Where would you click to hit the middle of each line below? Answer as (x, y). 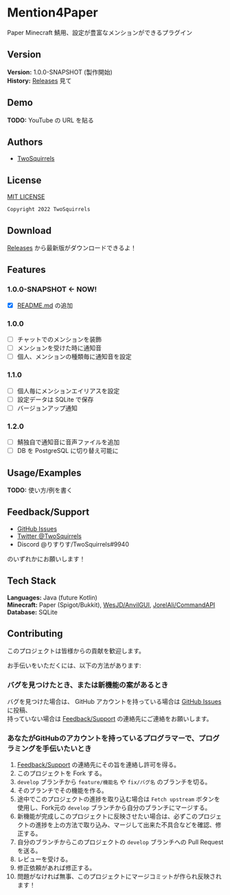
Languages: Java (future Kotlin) (52, 597)
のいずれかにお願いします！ (46, 559)
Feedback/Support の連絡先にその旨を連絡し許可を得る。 (99, 764)
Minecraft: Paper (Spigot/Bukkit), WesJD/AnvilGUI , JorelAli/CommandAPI (111, 605)
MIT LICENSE (26, 197)
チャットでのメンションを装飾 (59, 340)
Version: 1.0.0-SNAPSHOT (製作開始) (60, 72)
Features (26, 270)
